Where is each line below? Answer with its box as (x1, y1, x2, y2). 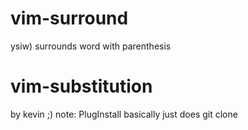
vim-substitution (10, 75, 153, 98)
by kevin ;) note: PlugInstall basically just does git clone (10, 108, 238, 120)
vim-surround (10, 7, 129, 30)
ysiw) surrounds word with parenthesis (10, 40, 172, 52)
